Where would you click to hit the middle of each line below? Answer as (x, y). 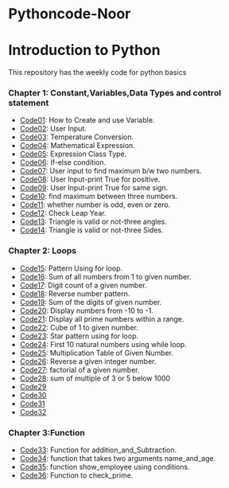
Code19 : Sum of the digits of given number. (91, 302)
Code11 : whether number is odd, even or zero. (95, 205)
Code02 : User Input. (53, 129)
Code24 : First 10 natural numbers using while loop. (103, 344)
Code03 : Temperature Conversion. (77, 137)
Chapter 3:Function (47, 432)
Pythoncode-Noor (70, 14)
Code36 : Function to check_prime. (76, 475)
